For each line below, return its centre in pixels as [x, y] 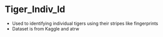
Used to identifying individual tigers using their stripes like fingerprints [85, 23]
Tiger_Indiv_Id [35, 9]
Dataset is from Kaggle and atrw [45, 28]
